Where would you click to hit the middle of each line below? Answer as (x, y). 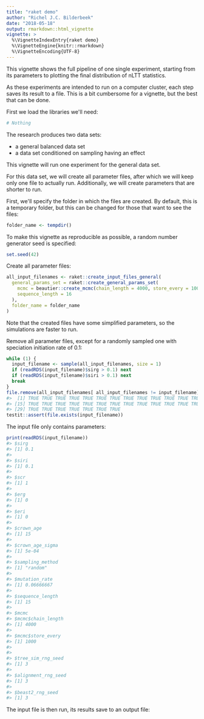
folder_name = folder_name (46, 305)
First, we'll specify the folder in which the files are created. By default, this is (102, 201)
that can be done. (28, 100)
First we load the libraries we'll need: (52, 112)
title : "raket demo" (32, 12)
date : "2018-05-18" (31, 23)
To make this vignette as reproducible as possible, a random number (92, 237)
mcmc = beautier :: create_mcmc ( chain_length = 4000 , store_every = (103, 289)
